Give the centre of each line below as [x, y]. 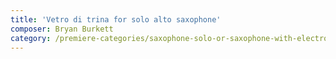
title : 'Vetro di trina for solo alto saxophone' [116, 19]
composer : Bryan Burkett [62, 29]
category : [31, 38]
